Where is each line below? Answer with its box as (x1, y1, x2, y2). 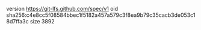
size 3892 (29, 18, 55, 25)
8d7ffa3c (6, 18, 29, 25)
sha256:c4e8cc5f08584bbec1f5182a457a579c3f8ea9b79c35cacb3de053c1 (6, 11, 196, 19)
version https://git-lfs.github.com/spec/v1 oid (6, 5, 119, 12)
